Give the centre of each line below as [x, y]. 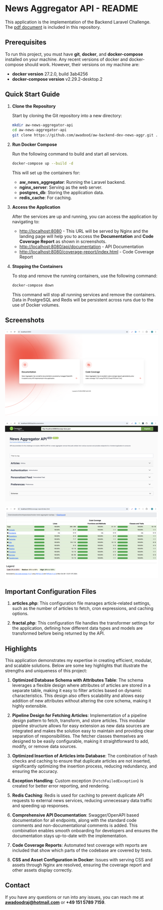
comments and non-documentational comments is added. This [75, 825]
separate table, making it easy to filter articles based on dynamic [77, 690]
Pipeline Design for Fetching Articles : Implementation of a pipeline [79, 715]
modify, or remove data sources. [45, 746]
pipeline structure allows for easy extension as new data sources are [81, 726]
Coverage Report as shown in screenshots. [63, 242]
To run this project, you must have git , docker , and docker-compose [74, 54]
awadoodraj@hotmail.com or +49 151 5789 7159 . [55, 902]
